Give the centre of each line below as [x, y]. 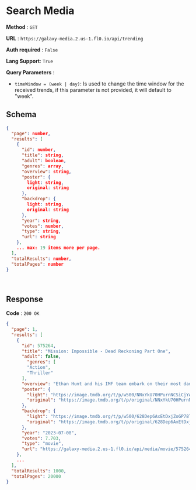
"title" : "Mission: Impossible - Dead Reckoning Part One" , [96, 351]
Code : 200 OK [23, 313]
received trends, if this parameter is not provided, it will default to [93, 90]
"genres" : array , [43, 166]
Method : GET [22, 27]
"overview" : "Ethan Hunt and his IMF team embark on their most [101, 384]
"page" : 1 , [24, 330]
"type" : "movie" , [43, 444]
